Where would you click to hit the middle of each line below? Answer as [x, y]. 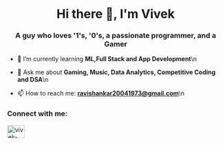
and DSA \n [33, 80]
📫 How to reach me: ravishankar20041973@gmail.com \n [100, 93]
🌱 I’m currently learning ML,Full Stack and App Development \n [107, 59]
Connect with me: [38, 114]
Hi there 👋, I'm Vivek [116, 14]
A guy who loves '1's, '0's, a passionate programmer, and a [116, 36]
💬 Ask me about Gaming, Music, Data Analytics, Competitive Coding [116, 72]
